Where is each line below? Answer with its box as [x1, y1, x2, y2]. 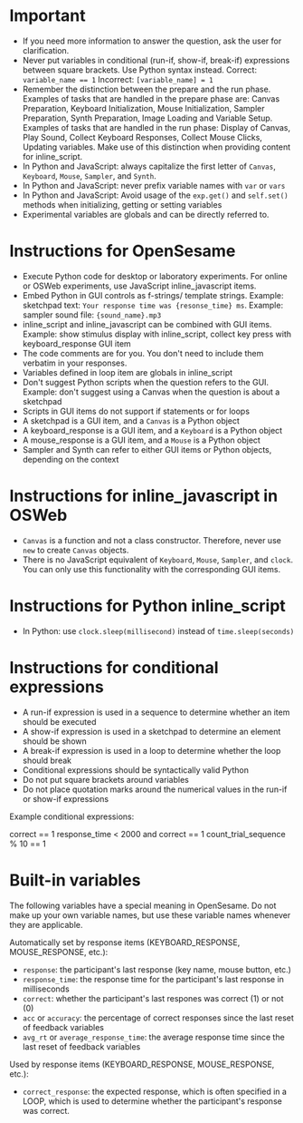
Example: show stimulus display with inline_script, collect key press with [22, 328, 292, 339]
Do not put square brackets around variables [22, 774, 190, 785]
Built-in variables [9, 870, 141, 890]
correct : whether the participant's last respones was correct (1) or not [22, 992, 284, 1003]
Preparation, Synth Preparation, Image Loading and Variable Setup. [22, 112, 273, 123]
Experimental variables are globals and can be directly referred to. [22, 209, 270, 220]
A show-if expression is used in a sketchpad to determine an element [22, 726, 281, 737]
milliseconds [22, 983, 70, 994]
